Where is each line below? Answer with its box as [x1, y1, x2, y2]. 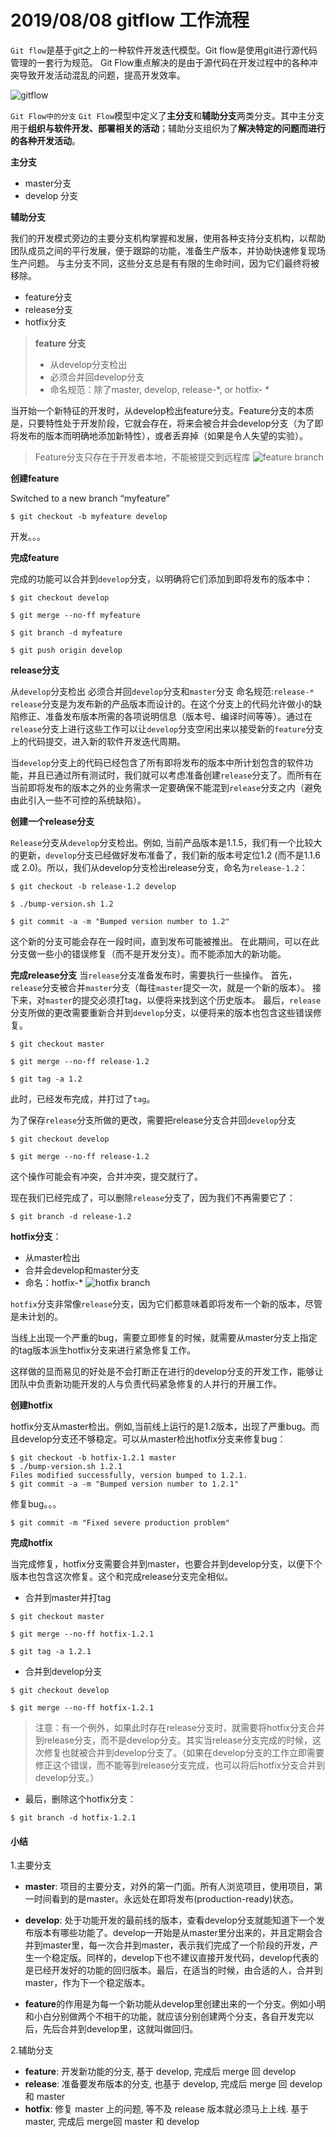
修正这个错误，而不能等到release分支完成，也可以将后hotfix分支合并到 [34, 1759, 326, 1771]
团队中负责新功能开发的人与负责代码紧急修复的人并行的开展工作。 [10, 1377, 282, 1390]
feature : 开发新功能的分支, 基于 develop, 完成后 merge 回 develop [24, 2066, 297, 2078]
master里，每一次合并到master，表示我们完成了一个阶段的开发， [42, 1939, 310, 1951]
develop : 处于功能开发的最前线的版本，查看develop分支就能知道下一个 [24, 1914, 317, 1926]
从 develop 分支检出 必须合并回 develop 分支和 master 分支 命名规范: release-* [10, 685, 315, 697]
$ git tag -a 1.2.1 [10, 1646, 92, 1656]
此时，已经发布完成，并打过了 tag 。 [10, 1092, 156, 1105]
